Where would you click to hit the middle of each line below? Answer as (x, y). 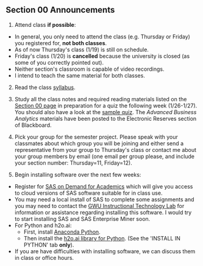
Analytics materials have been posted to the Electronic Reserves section (105, 118)
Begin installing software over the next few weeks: (78, 174)
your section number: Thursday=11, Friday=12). (73, 163)
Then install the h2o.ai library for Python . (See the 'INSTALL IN (102, 238)
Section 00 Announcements (60, 10)
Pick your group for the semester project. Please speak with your (96, 137)
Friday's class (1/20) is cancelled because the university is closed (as (102, 56)
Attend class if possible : (45, 24)
